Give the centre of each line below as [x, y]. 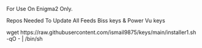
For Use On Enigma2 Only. [40, 9]
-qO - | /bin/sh [24, 39]
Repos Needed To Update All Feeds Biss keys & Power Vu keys [86, 20]
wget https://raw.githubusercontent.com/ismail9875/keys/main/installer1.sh [101, 32]
